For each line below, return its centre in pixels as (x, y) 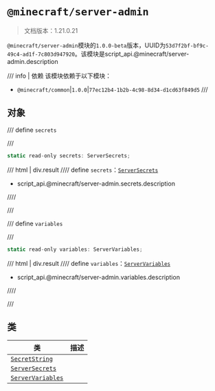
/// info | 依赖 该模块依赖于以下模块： (59, 76)
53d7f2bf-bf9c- (187, 46)
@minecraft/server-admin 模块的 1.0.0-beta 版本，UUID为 (87, 45)
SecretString (32, 359)
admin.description (33, 61)
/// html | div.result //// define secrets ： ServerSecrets (83, 170)
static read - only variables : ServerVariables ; (75, 249)
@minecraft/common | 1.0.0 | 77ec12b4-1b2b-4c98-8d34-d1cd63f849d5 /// (112, 89)
